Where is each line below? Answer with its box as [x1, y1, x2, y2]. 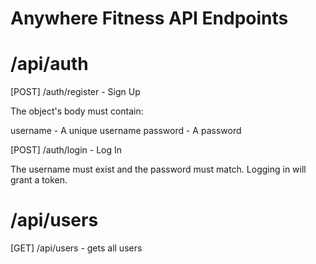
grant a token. [10, 174, 68, 186]
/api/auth [10, 53, 89, 76]
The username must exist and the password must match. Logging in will [10, 163, 307, 176]
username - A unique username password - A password [10, 125, 242, 137]
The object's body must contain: [10, 105, 144, 117]
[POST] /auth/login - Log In [10, 144, 123, 156]
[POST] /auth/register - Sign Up [10, 86, 141, 98]
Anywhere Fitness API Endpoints [10, 7, 289, 30]
